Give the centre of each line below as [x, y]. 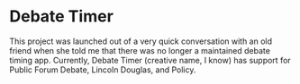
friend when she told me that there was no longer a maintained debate [140, 50]
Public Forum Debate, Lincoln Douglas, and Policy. [103, 70]
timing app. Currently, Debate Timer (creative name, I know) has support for [150, 60]
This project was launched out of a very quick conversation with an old [141, 41]
